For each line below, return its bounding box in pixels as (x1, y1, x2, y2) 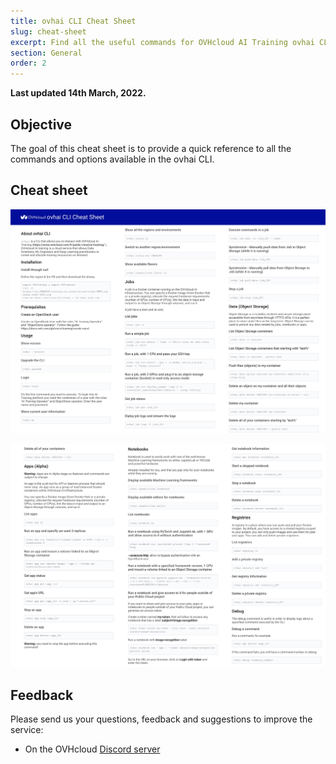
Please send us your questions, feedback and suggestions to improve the (10, 713, 313, 725)
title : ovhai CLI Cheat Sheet (10, 16, 137, 26)
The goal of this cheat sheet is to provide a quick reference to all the (10, 142, 292, 154)
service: (10, 724, 44, 736)
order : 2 (10, 58, 47, 69)
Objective (10, 116, 73, 133)
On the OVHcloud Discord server (24, 743, 161, 755)
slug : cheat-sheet (10, 26, 87, 37)
